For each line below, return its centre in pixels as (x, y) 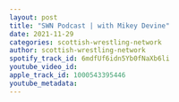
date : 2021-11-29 (42, 34)
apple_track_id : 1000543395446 (68, 75)
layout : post (34, 17)
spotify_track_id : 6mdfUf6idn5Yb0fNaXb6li (89, 59)
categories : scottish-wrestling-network (86, 42)
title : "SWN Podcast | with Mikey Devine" (89, 26)
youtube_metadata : (43, 83)
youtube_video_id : (43, 67)
